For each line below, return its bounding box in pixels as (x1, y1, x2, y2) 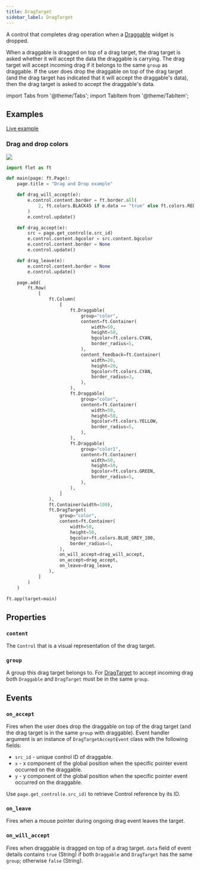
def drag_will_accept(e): (17, 192, 82, 198)
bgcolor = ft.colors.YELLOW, (91, 419, 159, 425)
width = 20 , (91, 357, 116, 363)
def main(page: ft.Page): (6, 176, 70, 182)
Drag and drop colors (6, 140, 68, 148)
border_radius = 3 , (91, 374, 135, 380)
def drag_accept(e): (17, 225, 68, 230)
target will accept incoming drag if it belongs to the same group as (6, 61, 168, 69)
